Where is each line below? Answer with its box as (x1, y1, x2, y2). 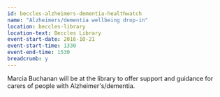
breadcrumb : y (7, 55, 49, 62)
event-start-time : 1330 (7, 42, 77, 49)
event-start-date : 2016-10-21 (7, 36, 96, 43)
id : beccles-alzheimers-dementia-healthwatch (7, 10, 142, 17)
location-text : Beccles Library (7, 29, 101, 37)
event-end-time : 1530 (7, 49, 71, 56)
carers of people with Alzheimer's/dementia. (7, 81, 135, 90)
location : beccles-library (7, 23, 86, 30)
